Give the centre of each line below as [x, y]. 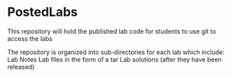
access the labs [30, 38]
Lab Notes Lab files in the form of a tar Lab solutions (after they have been [114, 59]
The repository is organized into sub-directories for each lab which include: [116, 52]
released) [21, 67]
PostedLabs [43, 12]
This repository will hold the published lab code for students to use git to [112, 31]
